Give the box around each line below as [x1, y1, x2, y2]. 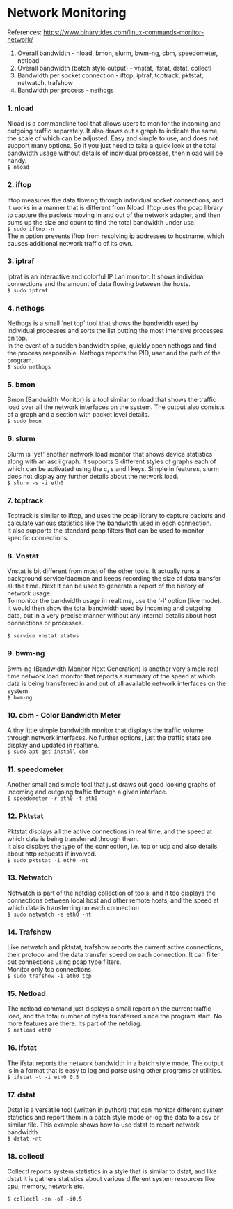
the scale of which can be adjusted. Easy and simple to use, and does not [7, 134, 218, 142]
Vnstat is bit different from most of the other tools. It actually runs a [7, 567, 200, 575]
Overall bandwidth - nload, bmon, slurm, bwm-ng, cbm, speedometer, [17, 49, 218, 57]
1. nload [7, 103, 34, 113]
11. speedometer [7, 764, 64, 774]
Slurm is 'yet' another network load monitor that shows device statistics [7, 450, 213, 458]
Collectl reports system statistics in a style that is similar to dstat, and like [7, 1167, 217, 1175]
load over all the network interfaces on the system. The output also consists [7, 403, 225, 411]
